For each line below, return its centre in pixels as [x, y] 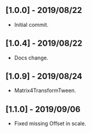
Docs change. [31, 58]
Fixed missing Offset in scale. [50, 123]
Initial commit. [31, 24]
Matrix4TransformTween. [45, 91]
